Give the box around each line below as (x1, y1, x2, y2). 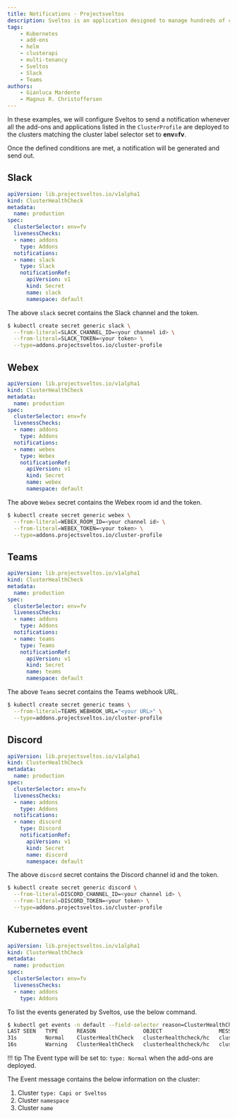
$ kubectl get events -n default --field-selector (7, 1021, 159, 1028)
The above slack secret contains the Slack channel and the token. (7, 308, 200, 317)
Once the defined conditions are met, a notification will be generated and (7, 144, 220, 152)
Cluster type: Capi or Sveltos (17, 1089, 107, 1098)
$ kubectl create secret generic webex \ (7, 512, 131, 519)
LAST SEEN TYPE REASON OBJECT (7, 1028, 162, 1035)
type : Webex (20, 452, 55, 459)
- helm (20, 43, 39, 50)
